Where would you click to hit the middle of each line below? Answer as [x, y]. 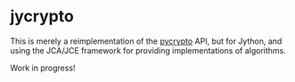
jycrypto [42, 16]
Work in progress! [43, 68]
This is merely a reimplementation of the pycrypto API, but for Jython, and [146, 41]
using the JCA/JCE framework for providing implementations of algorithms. [148, 50]
